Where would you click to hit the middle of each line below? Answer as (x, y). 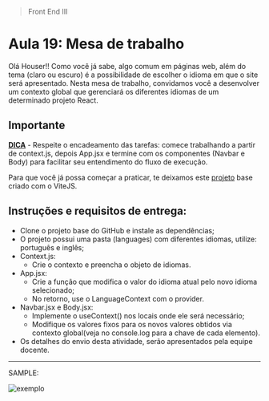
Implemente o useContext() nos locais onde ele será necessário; (138, 315)
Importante (37, 126)
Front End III (48, 12)
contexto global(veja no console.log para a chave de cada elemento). (146, 333)
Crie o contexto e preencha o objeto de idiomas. (111, 265)
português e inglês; (52, 247)
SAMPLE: (24, 373)
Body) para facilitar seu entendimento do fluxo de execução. (108, 162)
